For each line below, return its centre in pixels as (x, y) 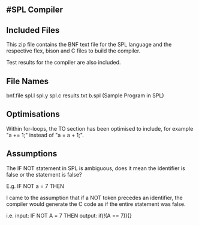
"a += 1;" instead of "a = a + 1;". (45, 135)
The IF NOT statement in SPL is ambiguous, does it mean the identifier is (96, 168)
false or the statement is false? (44, 174)
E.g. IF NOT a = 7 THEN (35, 186)
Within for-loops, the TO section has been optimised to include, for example (100, 128)
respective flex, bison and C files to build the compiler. (73, 51)
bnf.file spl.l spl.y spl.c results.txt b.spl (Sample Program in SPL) (85, 95)
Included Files (33, 30)
